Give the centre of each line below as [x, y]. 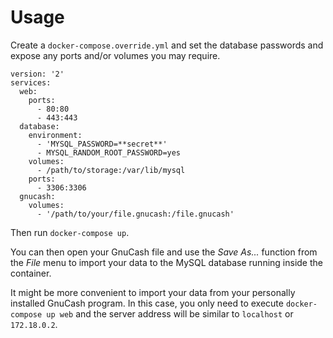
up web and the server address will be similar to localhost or [170, 313]
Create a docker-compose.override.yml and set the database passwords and [167, 45]
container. [31, 273]
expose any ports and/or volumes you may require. [115, 55]
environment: [55, 135]
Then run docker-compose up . [70, 232]
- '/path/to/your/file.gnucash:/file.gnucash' [135, 214]
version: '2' [37, 74]
